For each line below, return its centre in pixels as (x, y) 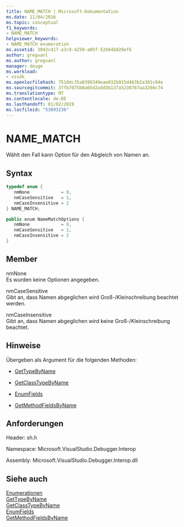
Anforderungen (35, 424)
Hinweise (23, 346)
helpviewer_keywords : (32, 39)
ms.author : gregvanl (31, 60)
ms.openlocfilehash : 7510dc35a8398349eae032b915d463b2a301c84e (85, 83)
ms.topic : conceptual (32, 22)
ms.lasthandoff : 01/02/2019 (40, 104)
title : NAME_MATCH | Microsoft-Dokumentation (62, 11)
